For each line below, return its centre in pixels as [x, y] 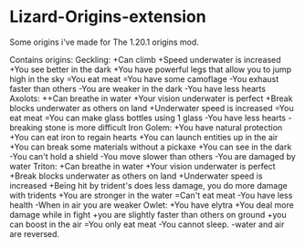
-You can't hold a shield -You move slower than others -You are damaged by [153, 156]
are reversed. [35, 233]
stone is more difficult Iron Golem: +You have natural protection [163, 127]
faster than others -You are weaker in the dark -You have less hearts [138, 88]
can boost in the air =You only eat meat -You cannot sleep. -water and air [147, 224]
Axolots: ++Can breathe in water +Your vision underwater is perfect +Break [151, 98]
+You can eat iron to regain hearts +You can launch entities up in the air [144, 137]
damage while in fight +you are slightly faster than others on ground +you [148, 214]
